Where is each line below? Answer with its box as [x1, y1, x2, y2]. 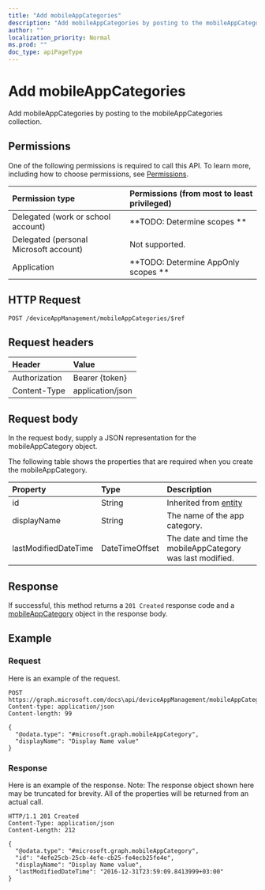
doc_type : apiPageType [8, 48, 83, 56]
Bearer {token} [73, 372, 128, 383]
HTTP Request [8, 293, 81, 307]
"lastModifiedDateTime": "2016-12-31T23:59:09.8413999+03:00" [15, 867, 224, 876]
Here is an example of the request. [8, 673, 121, 683]
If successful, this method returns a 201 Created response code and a [8, 601, 235, 609]
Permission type [12, 193, 76, 204]
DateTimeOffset [101, 543, 159, 554]
